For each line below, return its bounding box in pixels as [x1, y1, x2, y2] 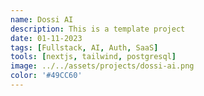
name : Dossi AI [10, 14, 74, 25]
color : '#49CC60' [10, 71, 83, 81]
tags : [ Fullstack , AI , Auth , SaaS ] [10, 42, 159, 53]
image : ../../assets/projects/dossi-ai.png [10, 61, 195, 71]
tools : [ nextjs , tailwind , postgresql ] [10, 52, 177, 62]
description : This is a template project [10, 24, 186, 34]
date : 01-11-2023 [10, 33, 83, 43]
